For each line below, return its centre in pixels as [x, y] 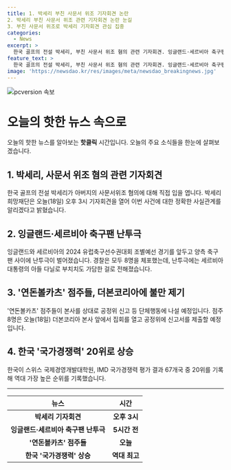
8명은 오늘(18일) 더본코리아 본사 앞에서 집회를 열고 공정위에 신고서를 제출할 [108, 319]
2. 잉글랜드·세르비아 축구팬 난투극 [75, 234]
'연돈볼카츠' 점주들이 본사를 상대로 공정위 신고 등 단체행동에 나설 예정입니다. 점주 [115, 310]
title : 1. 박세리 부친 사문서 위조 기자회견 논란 [68, 13]
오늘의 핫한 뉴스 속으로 [67, 122]
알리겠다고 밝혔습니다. [37, 210]
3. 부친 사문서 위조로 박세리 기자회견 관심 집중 [66, 26]
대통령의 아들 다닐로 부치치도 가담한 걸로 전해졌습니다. [80, 269]
